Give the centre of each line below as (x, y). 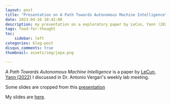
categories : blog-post (29, 43)
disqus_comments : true (29, 48)
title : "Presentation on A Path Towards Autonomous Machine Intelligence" (86, 15)
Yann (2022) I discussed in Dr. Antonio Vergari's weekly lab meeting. (77, 77)
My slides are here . (25, 97)
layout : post (19, 10)
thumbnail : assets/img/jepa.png (39, 52)
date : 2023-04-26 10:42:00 (34, 19)
